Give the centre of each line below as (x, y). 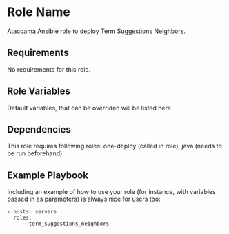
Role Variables (39, 91)
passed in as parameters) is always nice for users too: (84, 199)
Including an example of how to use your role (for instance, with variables (111, 192)
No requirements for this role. (49, 69)
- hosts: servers (32, 212)
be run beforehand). (36, 153)
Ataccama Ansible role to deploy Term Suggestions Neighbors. (97, 31)
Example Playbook (48, 175)
